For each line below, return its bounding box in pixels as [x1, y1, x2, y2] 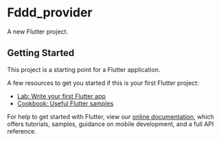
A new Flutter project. [7, 27, 69, 36]
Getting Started [7, 47, 75, 59]
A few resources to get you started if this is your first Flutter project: [7, 79, 199, 87]
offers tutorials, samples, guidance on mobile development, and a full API [7, 120, 214, 128]
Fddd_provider [7, 5, 93, 21]
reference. [7, 127, 36, 135]
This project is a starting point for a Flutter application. [7, 65, 161, 73]
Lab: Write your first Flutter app [16, 92, 106, 100]
